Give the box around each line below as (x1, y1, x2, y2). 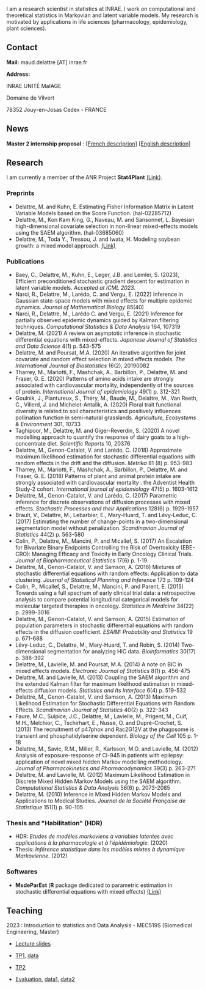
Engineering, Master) (6, 928, 59, 936)
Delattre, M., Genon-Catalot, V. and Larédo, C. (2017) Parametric (15, 492, 178, 499)
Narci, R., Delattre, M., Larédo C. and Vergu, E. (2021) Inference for (15, 310, 183, 317)
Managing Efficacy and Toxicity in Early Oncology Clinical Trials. (31, 550, 193, 558)
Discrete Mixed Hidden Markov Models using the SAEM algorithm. (15, 778, 182, 785)
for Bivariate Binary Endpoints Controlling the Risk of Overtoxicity (15, 544, 179, 551)
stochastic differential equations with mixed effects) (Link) (15, 888, 162, 895)
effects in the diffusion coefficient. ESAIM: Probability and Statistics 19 (15, 628, 193, 636)
